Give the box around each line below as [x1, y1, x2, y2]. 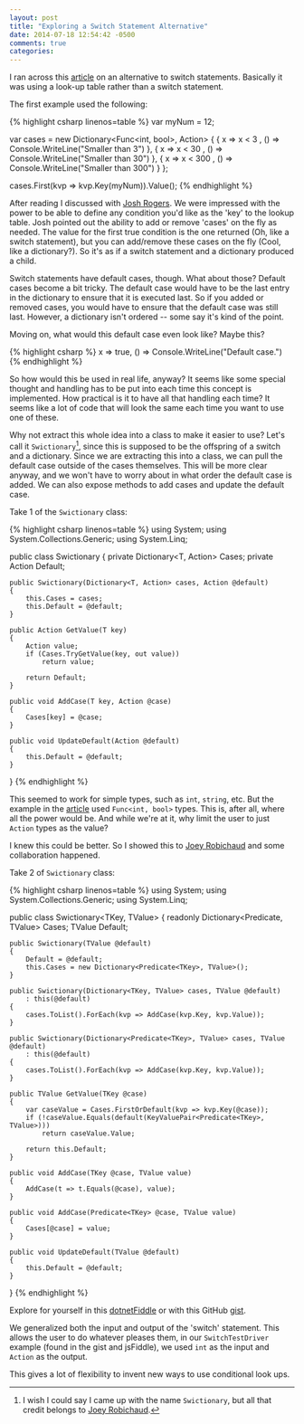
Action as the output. [9, 1351, 88, 1362]
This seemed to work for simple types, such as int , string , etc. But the [9, 793, 274, 804]
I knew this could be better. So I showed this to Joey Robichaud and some [9, 840, 285, 850]
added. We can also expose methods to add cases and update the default [9, 479, 285, 489]
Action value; [25, 641, 79, 650]
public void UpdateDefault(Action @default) [9, 736, 180, 745]
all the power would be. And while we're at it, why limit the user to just [9, 812, 270, 823]
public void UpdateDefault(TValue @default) [9, 1248, 180, 1257]
